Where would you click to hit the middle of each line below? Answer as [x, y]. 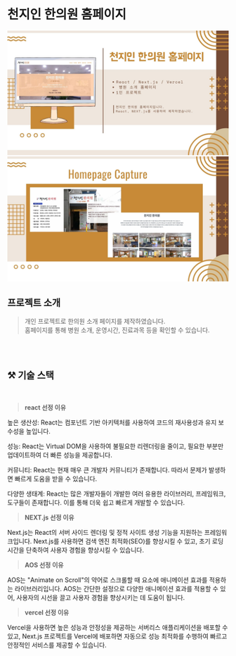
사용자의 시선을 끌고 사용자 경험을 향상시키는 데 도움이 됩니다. [101, 597]
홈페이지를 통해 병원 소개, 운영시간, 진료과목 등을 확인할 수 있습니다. [117, 330]
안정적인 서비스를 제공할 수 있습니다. [57, 645]
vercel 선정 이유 [47, 612]
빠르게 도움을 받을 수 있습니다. [56, 479]
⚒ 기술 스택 [31, 376]
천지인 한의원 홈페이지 [67, 14]
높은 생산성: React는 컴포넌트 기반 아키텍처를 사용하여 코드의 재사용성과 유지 [112, 422]
